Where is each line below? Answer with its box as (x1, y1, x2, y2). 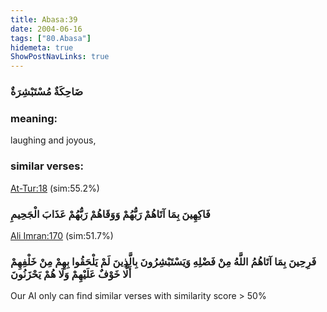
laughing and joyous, (10, 134, 97, 146)
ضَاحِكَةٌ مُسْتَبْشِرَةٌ (10, 85, 84, 99)
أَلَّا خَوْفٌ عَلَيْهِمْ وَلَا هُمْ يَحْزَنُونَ (10, 267, 132, 281)
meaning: (10, 111, 58, 125)
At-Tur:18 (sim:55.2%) (10, 182, 100, 194)
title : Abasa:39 (10, 14, 78, 25)
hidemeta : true (10, 42, 74, 53)
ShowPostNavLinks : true (10, 52, 110, 62)
